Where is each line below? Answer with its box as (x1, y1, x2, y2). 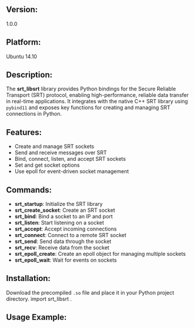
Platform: (6, 38, 41, 48)
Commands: (6, 185, 52, 195)
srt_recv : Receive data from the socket (14, 244, 110, 251)
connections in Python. (6, 110, 62, 117)
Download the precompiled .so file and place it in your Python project (6, 289, 174, 296)
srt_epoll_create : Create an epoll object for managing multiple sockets (14, 251, 186, 258)
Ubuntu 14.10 (6, 53, 37, 60)
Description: (6, 70, 53, 80)
